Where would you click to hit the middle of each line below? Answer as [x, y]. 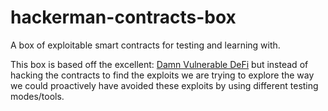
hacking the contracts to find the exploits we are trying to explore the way [162, 75]
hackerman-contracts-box [123, 17]
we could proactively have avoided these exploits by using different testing [164, 85]
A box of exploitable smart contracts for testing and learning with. [145, 45]
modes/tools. [37, 96]
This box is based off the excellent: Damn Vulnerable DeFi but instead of [159, 64]
